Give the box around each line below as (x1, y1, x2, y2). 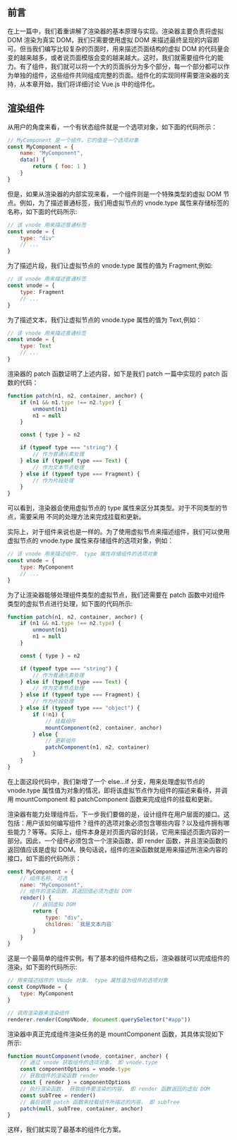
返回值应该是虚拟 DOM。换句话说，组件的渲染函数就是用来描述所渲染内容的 (7, 845, 228, 853)
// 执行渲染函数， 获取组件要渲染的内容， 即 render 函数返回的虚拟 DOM (20, 1085, 210, 1093)
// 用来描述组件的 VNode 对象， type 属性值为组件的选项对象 (7, 977, 169, 984)
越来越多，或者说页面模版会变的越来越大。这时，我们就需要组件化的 (19, 53, 217, 61)
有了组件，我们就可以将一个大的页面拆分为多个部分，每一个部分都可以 (19, 62, 224, 71)
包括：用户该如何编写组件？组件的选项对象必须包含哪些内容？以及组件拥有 (7, 819, 224, 827)
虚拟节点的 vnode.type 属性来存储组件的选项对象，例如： (7, 536, 174, 545)
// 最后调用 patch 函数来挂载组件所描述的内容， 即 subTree (20, 1098, 180, 1105)
